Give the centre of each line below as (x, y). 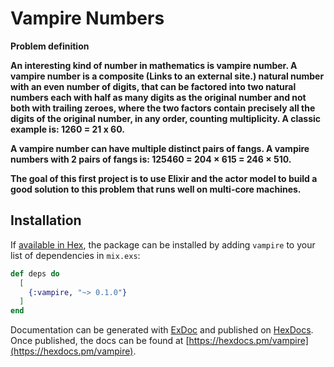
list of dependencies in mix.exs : (75, 255)
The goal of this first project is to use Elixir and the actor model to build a (164, 178)
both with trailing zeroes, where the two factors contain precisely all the (163, 108)
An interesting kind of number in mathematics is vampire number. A (154, 65)
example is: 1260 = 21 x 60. (67, 129)
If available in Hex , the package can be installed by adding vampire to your (163, 244)
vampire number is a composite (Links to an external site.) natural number (167, 76)
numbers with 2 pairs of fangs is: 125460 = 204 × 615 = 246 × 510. (151, 159)
